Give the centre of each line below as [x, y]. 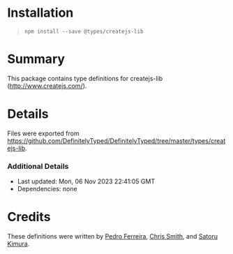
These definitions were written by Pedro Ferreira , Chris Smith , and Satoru [113, 237]
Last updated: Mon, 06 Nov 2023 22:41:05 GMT [86, 181]
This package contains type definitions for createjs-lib [85, 78]
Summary [36, 59]
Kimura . [18, 244]
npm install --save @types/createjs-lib [84, 31]
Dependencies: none [47, 189]
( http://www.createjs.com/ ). [47, 86]
